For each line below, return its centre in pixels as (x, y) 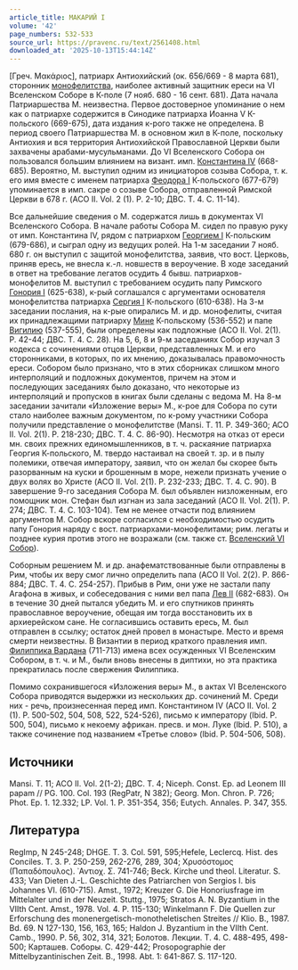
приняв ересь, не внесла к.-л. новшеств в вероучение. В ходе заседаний (149, 264)
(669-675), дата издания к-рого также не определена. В (157, 123)
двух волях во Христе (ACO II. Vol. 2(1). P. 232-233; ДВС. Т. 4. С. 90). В (143, 481)
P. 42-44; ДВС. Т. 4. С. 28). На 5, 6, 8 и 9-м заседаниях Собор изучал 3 (145, 340)
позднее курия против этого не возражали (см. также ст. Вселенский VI (147, 538)
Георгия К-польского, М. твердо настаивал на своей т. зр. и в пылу (137, 453)
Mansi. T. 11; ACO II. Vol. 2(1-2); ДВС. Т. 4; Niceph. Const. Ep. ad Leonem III (148, 783)
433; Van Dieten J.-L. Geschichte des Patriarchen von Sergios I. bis (133, 880)
